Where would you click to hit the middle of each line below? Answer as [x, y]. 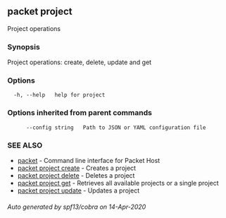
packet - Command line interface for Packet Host [89, 161]
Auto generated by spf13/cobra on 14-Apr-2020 [77, 207]
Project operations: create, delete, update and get [80, 62]
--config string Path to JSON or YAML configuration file [116, 127]
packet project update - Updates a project [78, 190]
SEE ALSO [25, 145]
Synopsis [24, 47]
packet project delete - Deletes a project [76, 175]
